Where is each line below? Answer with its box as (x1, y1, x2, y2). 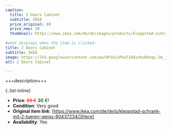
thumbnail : (10, 31, 33, 36)
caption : (5, 7, 24, 13)
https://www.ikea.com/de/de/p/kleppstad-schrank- (53, 108, 161, 114)
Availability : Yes (12, 119, 47, 125)
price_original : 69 (10, 21, 51, 27)
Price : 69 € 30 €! (12, 97, 49, 104)
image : (5, 54, 19, 60)
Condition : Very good (12, 103, 59, 109)
